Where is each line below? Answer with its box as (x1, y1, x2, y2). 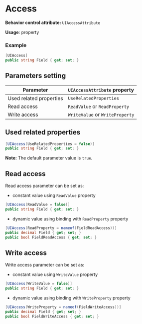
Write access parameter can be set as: (5, 262, 85, 268)
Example (5, 41, 27, 48)
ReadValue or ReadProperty (68, 103, 130, 110)
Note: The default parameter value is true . (5, 155, 93, 161)
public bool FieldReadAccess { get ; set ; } (5, 234, 97, 240)
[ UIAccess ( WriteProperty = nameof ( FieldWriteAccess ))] (5, 304, 122, 310)
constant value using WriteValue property (12, 271, 98, 277)
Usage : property (5, 29, 39, 35)
